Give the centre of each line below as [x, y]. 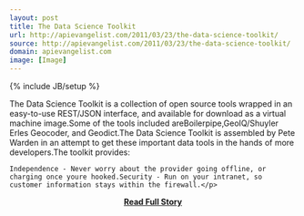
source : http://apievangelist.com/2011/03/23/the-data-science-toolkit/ [150, 43]
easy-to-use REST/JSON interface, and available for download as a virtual [148, 113]
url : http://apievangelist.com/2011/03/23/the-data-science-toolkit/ [144, 35]
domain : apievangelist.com [61, 52]
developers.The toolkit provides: [70, 152]
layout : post [34, 18]
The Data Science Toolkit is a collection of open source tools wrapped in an [151, 104]
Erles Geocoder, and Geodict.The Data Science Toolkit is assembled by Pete [152, 133]
